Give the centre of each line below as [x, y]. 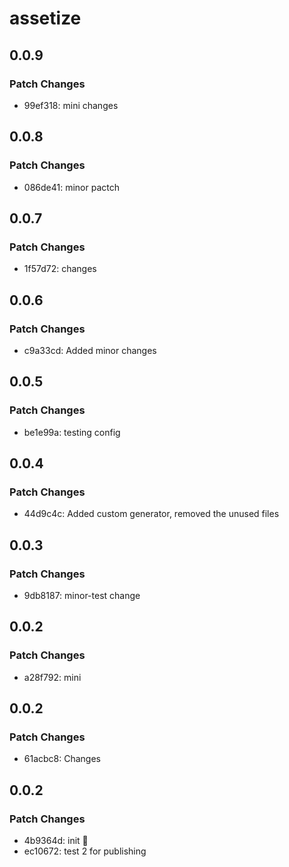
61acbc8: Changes [62, 759]
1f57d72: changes [60, 269]
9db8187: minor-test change [82, 595]
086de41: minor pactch [71, 187]
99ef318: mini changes [71, 105]
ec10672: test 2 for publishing [85, 851]
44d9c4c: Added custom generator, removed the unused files [151, 514]
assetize [45, 18]
